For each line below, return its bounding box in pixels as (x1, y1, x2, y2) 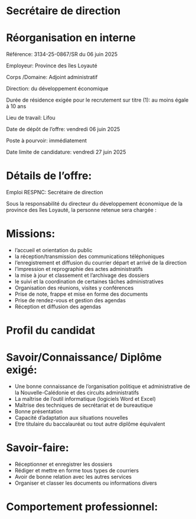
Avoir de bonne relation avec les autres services (14, 474, 132, 481)
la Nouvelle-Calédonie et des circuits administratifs (14, 389, 139, 396)
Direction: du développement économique (6, 85, 109, 92)
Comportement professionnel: (6, 500, 158, 514)
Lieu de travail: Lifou (6, 114, 56, 122)
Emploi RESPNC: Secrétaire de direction (6, 189, 103, 196)
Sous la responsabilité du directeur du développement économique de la (6, 200, 183, 207)
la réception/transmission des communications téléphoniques (14, 253, 165, 260)
